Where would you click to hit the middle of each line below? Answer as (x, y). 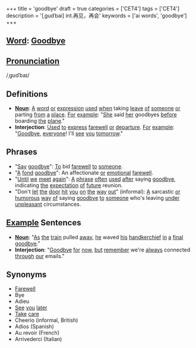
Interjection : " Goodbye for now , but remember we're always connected (102, 250)
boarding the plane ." (40, 121)
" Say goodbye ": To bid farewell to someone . (69, 166)
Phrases (22, 152)
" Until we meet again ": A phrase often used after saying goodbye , (95, 179)
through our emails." (39, 256)
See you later (31, 308)
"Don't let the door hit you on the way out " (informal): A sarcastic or (97, 191)
